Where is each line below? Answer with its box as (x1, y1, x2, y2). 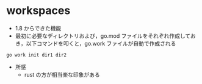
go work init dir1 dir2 (6, 52, 67, 58)
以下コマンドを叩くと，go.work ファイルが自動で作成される (26, 40, 176, 47)
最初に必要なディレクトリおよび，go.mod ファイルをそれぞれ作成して (15, 32, 191, 40)
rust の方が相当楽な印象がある (24, 71, 101, 78)
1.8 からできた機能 (15, 24, 62, 32)
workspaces (6, 4, 71, 18)
